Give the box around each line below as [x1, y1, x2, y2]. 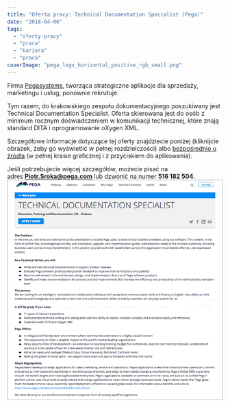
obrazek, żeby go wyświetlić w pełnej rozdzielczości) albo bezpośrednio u [7, 144, 217, 152]
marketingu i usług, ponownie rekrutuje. [7, 88, 119, 97]
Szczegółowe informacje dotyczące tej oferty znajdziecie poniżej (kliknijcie [7, 137, 219, 145]
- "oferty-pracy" [13, 33, 63, 40]
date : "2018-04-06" [7, 18, 63, 25]
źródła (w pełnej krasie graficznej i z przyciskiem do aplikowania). [7, 151, 193, 160]
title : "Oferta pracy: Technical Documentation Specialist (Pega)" [7, 11, 204, 18]
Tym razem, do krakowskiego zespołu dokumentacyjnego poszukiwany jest [7, 101, 220, 110]
